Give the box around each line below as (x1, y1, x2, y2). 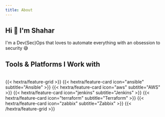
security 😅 (5, 45, 28, 51)
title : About (5, 7, 33, 13)
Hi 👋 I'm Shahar (5, 26, 55, 35)
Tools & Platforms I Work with (5, 60, 101, 69)
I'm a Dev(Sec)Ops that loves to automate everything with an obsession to (5, 40, 160, 46)
